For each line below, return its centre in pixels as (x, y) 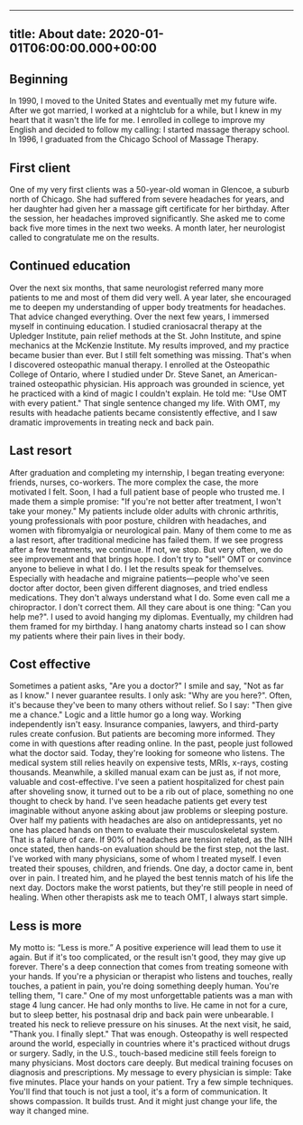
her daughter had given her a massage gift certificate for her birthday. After (150, 209)
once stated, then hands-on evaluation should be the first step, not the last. (149, 849)
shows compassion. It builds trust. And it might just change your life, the (143, 1101)
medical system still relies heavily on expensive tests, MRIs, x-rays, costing (149, 763)
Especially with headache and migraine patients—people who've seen (139, 578)
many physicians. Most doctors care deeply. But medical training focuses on (151, 1063)
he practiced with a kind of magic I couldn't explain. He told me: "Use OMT (148, 393)
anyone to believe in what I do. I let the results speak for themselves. (137, 568)
